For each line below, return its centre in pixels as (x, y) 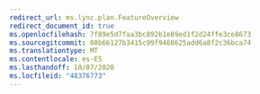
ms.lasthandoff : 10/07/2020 (62, 68)
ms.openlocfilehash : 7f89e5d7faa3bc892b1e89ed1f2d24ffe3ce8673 (130, 34)
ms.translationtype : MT (54, 51)
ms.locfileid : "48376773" (58, 76)
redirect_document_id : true (62, 26)
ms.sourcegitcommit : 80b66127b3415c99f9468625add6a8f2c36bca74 (130, 43)
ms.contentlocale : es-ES (56, 59)
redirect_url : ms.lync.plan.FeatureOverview (94, 17)
